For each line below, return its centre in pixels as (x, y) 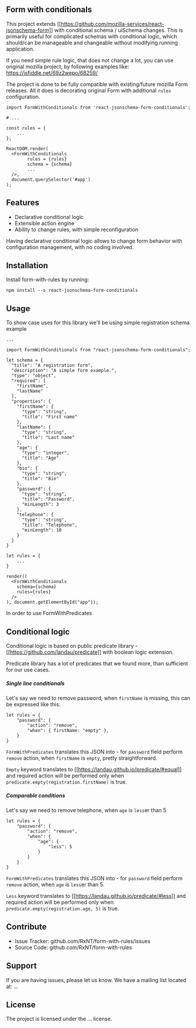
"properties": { (31, 402)
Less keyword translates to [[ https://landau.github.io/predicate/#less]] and (96, 896)
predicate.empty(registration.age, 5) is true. (63, 908)
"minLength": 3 (40, 505)
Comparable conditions (36, 795)
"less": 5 (60, 847)
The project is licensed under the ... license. (59, 1019)
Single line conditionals (35, 683)
